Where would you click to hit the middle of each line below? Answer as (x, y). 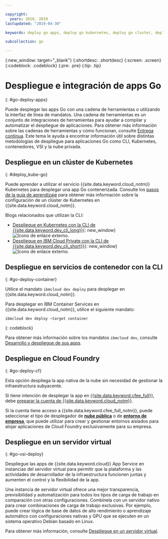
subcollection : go (24, 42)
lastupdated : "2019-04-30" (33, 24)
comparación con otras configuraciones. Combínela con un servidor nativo (82, 500)
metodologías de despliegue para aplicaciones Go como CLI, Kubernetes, (81, 141)
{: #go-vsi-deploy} (24, 454)
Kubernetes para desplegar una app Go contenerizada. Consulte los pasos (82, 189)
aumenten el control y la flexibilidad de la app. (52, 480)
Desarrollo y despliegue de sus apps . (43, 343)
